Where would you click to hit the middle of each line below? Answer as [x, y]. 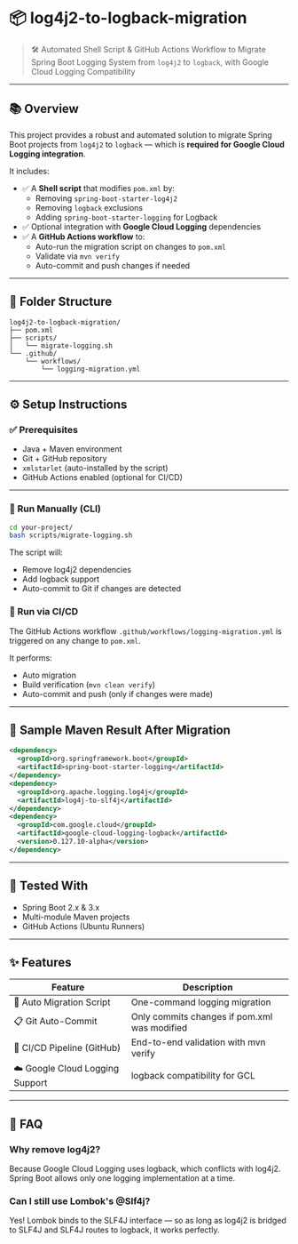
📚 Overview [44, 109]
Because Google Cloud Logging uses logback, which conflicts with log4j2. [145, 1169]
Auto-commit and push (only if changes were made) [118, 694]
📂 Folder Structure [61, 302]
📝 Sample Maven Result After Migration [120, 730]
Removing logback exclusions [89, 207]
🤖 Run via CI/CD [44, 612]
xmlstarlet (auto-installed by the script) [95, 468]
